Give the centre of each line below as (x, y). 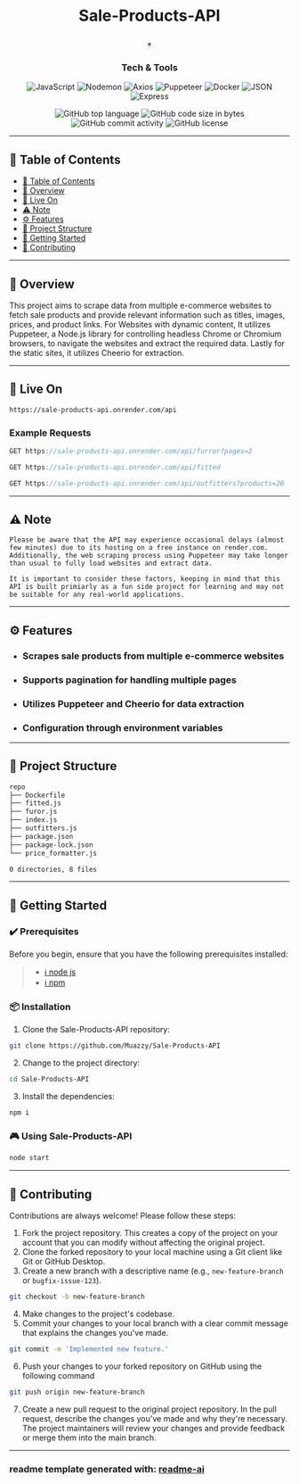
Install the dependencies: (69, 1097)
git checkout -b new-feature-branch (77, 1297)
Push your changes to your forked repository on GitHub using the (142, 1366)
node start (29, 1158)
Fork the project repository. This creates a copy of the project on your (150, 1233)
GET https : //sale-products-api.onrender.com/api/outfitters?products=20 (147, 483)
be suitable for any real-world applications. (97, 595)
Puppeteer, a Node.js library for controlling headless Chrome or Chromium (145, 334)
